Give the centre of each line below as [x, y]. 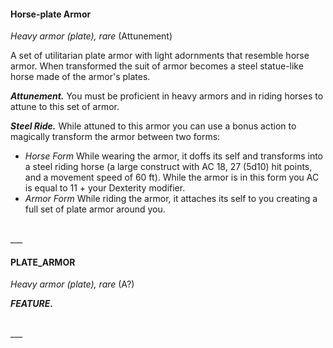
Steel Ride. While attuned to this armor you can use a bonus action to [153, 126]
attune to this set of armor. [65, 107]
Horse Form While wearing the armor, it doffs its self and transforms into [174, 156]
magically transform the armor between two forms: [115, 137]
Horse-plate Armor [51, 14]
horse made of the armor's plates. [80, 77]
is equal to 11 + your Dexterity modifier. [105, 188]
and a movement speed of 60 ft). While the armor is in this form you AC [172, 177]
